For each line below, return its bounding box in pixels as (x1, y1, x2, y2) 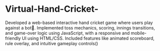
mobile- (130, 30, 147, 36)
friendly (5, 35, 21, 41)
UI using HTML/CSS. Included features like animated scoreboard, (22, 35, 155, 41)
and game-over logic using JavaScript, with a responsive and (5, 30, 130, 36)
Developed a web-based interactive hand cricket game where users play (5, 20, 153, 25)
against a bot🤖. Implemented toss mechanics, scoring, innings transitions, (5, 25, 156, 30)
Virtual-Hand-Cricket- (5, 3, 99, 15)
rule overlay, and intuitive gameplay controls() (5, 40, 98, 46)
